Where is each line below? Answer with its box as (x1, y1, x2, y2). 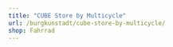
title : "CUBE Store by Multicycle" (8, 11, 127, 20)
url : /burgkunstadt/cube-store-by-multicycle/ (8, 19, 166, 27)
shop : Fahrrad (8, 26, 56, 34)
